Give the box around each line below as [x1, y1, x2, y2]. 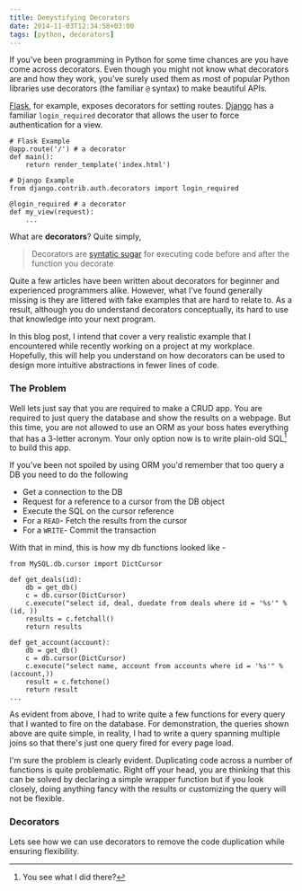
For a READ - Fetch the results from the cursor [22, 516, 188, 526]
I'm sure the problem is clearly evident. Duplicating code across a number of [9, 755, 293, 766]
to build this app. [9, 442, 72, 454]
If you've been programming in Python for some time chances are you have [9, 55, 289, 66]
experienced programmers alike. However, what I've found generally [9, 285, 263, 296]
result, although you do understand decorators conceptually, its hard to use [9, 304, 289, 315]
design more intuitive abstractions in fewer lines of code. [9, 360, 220, 371]
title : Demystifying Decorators [9, 13, 130, 22]
